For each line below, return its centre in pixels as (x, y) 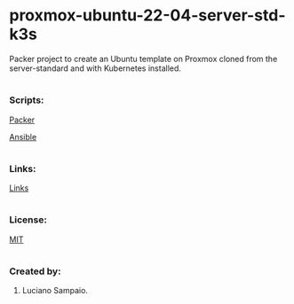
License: (28, 220)
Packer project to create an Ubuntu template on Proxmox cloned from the (143, 58)
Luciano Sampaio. (55, 291)
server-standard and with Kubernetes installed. (95, 68)
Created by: (35, 271)
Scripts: (27, 100)
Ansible (23, 136)
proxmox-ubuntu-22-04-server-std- (147, 16)
